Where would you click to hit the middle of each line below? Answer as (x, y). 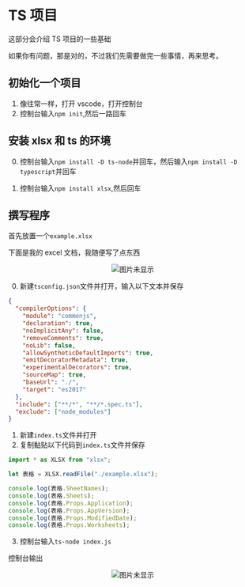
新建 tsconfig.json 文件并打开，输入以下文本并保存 (102, 286)
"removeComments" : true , (63, 338)
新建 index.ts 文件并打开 (58, 435)
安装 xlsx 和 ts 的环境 (60, 141)
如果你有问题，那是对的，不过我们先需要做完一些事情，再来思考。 (115, 55)
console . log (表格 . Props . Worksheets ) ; (69, 525)
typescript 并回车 (48, 171)
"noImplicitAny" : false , (63, 331)
